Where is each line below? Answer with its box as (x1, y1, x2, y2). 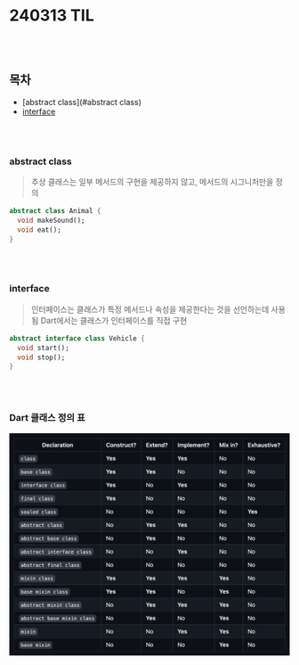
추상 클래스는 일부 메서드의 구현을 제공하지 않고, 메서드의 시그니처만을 (30, 177, 274, 187)
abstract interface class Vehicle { (9, 333, 145, 343)
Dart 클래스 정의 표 (9, 412, 86, 424)
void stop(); (17, 353, 66, 362)
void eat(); (17, 225, 62, 234)
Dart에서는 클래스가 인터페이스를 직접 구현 (40, 315, 188, 325)
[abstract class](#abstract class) (21, 96, 142, 107)
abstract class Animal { (9, 207, 101, 216)
